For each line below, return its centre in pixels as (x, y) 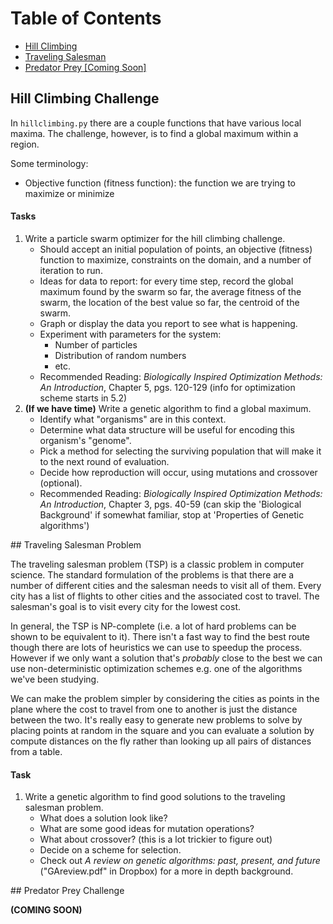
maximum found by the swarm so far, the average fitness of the (170, 291)
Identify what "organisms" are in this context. (133, 419)
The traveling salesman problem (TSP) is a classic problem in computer (157, 564)
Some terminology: (49, 163)
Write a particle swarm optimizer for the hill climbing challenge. (155, 238)
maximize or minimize (69, 193)
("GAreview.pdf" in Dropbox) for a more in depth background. (166, 871)
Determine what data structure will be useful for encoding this (167, 429)
